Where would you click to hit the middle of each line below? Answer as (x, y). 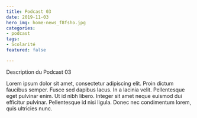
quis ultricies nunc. (29, 108)
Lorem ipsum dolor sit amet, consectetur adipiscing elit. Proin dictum (90, 83)
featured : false (26, 50)
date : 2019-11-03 (28, 17)
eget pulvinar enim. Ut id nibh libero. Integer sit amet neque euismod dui (94, 96)
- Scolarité (21, 45)
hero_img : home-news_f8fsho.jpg (46, 22)
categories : (21, 28)
